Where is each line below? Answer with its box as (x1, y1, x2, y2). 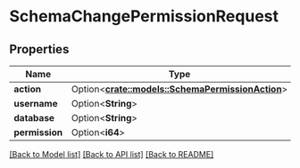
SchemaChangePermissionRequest (9, 6, 279, 27)
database (13, 112, 55, 124)
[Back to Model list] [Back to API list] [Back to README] (9, 149, 214, 159)
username (13, 98, 58, 109)
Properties (9, 42, 70, 57)
